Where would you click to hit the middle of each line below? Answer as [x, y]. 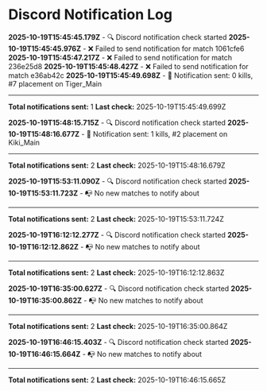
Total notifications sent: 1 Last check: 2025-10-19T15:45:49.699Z [117, 106]
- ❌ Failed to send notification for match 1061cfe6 [164, 48]
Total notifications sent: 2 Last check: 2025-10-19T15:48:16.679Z [117, 165]
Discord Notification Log [91, 15]
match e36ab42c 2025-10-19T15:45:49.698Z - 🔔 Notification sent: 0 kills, [131, 75]
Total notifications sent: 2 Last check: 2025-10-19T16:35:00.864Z [118, 326]
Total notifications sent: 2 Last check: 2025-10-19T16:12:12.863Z [116, 273]
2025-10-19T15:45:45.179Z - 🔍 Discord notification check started [118, 37]
